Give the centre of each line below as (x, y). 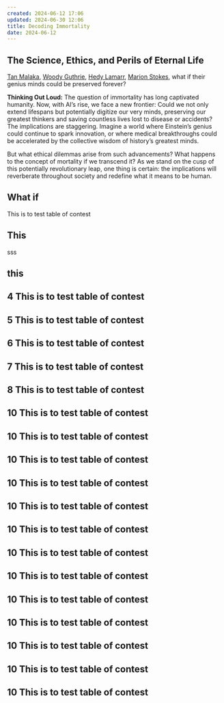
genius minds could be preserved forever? (67, 84)
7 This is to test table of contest (75, 367)
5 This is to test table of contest (76, 320)
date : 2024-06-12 (32, 33)
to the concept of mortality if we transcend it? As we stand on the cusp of (111, 162)
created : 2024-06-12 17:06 (45, 13)
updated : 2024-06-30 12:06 (45, 20)
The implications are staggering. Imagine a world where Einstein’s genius (110, 127)
